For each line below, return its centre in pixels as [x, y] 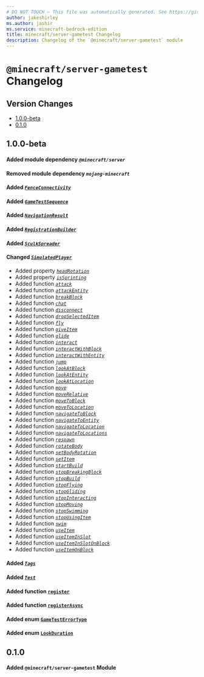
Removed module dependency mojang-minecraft [68, 173]
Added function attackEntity [52, 290]
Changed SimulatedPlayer [39, 257]
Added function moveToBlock [50, 400]
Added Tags [21, 563]
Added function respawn [45, 439]
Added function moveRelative [52, 393]
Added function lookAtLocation [54, 381]
